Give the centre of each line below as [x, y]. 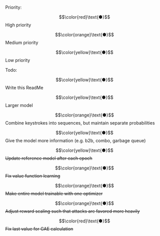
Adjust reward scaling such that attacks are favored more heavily [72, 211]
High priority [18, 25]
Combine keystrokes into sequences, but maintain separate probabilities [80, 123]
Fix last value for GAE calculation [39, 229]
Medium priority [22, 43]
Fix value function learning [33, 176]
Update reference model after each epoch [49, 158]
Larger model [19, 105]
